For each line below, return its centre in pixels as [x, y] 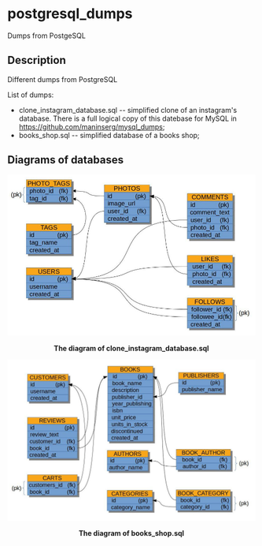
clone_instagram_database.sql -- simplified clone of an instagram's [128, 110]
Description [37, 60]
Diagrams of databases [65, 160]
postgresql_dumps [70, 14]
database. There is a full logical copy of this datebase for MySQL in [128, 118]
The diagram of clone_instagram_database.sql [131, 349]
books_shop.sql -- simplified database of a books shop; [109, 135]
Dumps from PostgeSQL [46, 36]
